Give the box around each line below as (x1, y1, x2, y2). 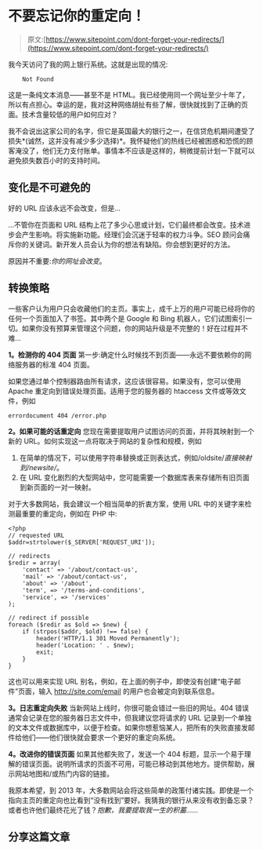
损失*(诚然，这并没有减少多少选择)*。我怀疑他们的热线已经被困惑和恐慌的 (8, 136, 247, 145)
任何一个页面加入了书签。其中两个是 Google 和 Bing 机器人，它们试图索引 (8, 313, 246, 323)
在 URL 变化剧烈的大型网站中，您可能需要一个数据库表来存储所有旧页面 (19, 472, 250, 482)
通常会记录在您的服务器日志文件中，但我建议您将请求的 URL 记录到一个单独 (8, 713, 252, 722)
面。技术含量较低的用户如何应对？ (8, 109, 118, 119)
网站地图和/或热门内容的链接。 (14, 768, 114, 778)
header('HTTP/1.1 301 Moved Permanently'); (36, 634, 180, 642)
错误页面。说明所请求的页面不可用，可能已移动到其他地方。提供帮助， (21, 759, 248, 768)
